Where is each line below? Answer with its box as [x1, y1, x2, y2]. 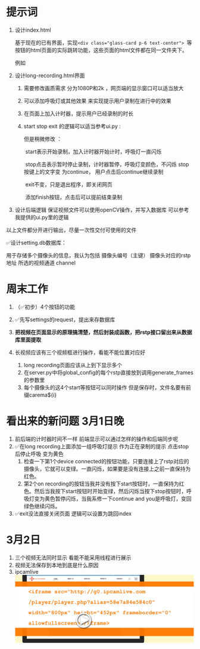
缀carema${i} [23, 391, 57, 398]
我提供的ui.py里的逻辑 [14, 213, 69, 221]
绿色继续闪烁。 [23, 502, 61, 509]
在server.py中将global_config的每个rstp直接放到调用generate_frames [23, 368, 193, 376]
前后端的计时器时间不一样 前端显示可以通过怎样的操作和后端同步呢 [14, 435, 179, 442]
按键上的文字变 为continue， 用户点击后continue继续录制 [23, 168, 164, 175]
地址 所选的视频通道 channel [6, 259, 76, 266]
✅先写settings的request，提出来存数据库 [14, 316, 115, 323]
